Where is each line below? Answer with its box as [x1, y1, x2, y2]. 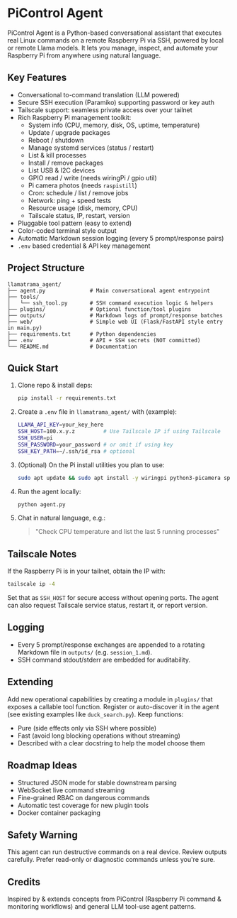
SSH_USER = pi [17, 435, 53, 442]
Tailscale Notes [7, 548, 77, 560]
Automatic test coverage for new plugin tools [17, 801, 149, 809]
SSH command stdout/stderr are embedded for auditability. [17, 655, 191, 664]
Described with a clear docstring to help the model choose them [17, 738, 205, 747]
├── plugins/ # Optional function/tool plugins [7, 305, 192, 313]
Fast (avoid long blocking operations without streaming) [17, 731, 180, 740]
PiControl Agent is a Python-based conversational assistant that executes [7, 28, 222, 37]
